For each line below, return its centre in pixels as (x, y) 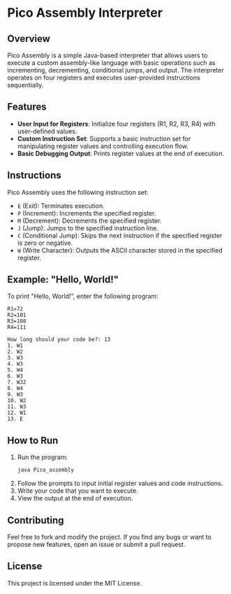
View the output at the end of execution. (75, 498)
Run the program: (43, 457)
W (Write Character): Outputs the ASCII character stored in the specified (120, 250)
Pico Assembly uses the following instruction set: (78, 192)
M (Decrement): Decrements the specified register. (89, 221)
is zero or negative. (45, 243)
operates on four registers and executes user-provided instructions (104, 77)
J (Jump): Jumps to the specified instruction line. (88, 228)
